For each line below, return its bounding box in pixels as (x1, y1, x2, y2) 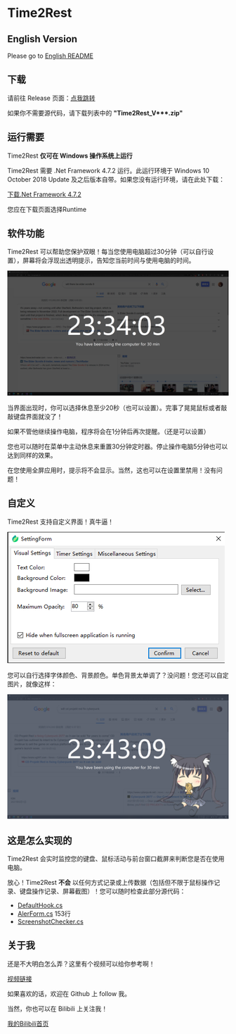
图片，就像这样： (7, 679, 57, 688)
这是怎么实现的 (7, 834, 72, 846)
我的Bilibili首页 (7, 1019, 49, 1028)
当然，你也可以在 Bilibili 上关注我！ (7, 1004, 107, 1013)
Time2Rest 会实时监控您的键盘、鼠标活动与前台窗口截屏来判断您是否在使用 (7, 855, 225, 863)
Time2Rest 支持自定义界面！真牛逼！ (7, 517, 114, 526)
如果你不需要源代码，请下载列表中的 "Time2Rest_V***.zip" (7, 108, 183, 117)
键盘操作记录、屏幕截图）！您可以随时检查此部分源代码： (19, 887, 186, 895)
